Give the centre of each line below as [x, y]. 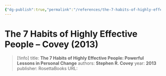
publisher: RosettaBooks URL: [47, 68]
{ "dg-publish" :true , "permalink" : [39, 10]
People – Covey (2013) [52, 44]
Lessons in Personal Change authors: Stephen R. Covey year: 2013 [86, 63]
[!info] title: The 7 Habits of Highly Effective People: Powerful [80, 58]
